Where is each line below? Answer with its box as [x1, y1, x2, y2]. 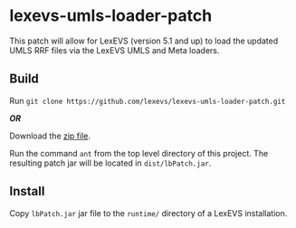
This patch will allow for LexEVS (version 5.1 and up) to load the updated [9, 35, 279, 46]
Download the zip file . [9, 130, 91, 141]
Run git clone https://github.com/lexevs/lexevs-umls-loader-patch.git [9, 95, 286, 106]
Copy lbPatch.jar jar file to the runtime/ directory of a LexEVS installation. [9, 207, 288, 218]
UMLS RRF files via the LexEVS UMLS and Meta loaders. [9, 44, 220, 55]
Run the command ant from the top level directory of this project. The [9, 147, 269, 158]
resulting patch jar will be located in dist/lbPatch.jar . [9, 157, 212, 168]
